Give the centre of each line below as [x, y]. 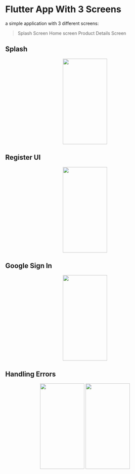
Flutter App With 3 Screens [63, 9]
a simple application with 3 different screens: [52, 23]
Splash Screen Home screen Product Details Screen [72, 33]
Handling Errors [31, 374]
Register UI [23, 157]
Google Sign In [29, 265]
